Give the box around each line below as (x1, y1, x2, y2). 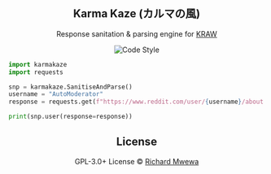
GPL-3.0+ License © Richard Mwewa (74, 156, 199, 166)
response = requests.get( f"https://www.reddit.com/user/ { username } (8, 98, 243, 107)
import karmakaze (8, 60, 68, 68)
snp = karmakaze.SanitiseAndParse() (8, 83, 133, 91)
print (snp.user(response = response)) (8, 112, 133, 121)
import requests (8, 67, 63, 76)
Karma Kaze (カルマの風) (72, 7, 201, 21)
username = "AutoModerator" (8, 90, 104, 98)
